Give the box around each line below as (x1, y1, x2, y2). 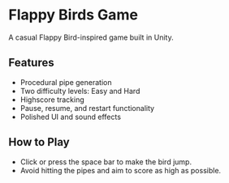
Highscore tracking (19, 95, 85, 104)
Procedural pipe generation (19, 77, 112, 87)
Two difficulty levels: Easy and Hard (19, 86, 140, 96)
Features (8, 56, 54, 70)
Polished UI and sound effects (19, 112, 122, 121)
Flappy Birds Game (8, 6, 138, 24)
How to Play (8, 135, 71, 149)
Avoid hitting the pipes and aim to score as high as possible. (19, 165, 222, 175)
